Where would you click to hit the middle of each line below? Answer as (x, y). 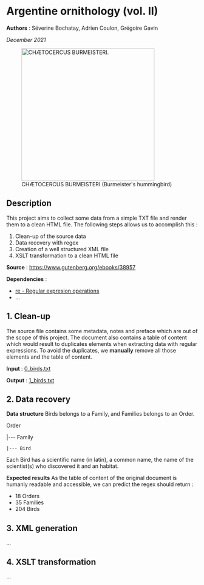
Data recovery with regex (47, 242)
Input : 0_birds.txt (29, 368)
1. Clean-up (28, 316)
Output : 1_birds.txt (30, 380)
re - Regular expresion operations (57, 291)
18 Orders (27, 496)
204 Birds (27, 509)
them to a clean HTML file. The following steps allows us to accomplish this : (102, 224)
